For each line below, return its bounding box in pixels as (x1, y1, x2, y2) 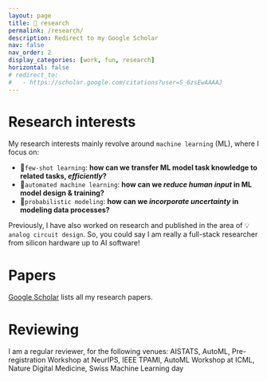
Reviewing (8, 320, 80, 339)
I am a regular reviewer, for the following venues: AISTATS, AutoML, (8, 347, 230, 356)
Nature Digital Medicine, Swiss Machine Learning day (8, 363, 184, 373)
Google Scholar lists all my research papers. (8, 293, 153, 302)
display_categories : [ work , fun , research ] (8, 57, 155, 65)
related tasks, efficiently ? (19, 171, 108, 181)
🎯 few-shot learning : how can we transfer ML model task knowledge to (19, 163, 257, 172)
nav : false (8, 41, 45, 49)
